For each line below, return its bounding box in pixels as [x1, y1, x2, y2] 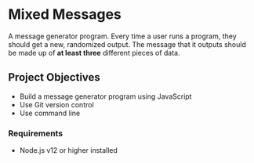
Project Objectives [8, 71, 100, 84]
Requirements [8, 128, 63, 139]
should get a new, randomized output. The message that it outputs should [8, 39, 247, 49]
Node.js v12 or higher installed [19, 146, 118, 155]
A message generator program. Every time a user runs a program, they [8, 31, 237, 41]
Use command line [19, 108, 81, 118]
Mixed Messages [8, 5, 122, 24]
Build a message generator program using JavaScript [19, 92, 192, 101]
